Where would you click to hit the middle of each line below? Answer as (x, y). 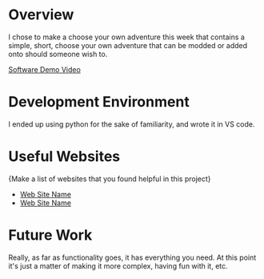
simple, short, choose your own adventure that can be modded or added (128, 45)
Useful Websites (64, 157)
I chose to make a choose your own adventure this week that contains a (127, 37)
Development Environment (99, 102)
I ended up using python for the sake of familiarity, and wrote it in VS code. (132, 124)
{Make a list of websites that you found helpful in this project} (110, 179)
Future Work (50, 235)
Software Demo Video (45, 69)
